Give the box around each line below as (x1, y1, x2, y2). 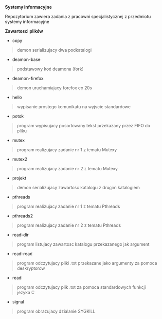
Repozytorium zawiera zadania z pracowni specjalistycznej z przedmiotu (5, 14, 151, 19)
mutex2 (12, 156, 28, 162)
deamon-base (12, 57, 41, 62)
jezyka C (17, 290, 35, 295)
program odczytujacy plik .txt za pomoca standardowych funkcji (17, 284, 146, 290)
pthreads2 (12, 213, 33, 219)
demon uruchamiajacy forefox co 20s (17, 85, 92, 91)
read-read (12, 251, 33, 257)
